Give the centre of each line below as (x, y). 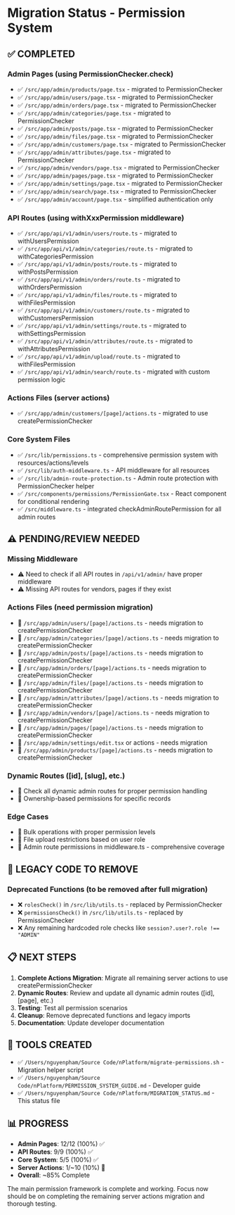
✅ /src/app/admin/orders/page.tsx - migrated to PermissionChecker (117, 105)
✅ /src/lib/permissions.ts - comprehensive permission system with (117, 455)
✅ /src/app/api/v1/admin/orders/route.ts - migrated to (99, 279)
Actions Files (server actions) (59, 398)
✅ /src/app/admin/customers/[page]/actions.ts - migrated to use (113, 413)
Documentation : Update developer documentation (91, 1023)
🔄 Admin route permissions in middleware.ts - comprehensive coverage (121, 847)
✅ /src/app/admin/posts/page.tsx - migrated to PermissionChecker (115, 128)
